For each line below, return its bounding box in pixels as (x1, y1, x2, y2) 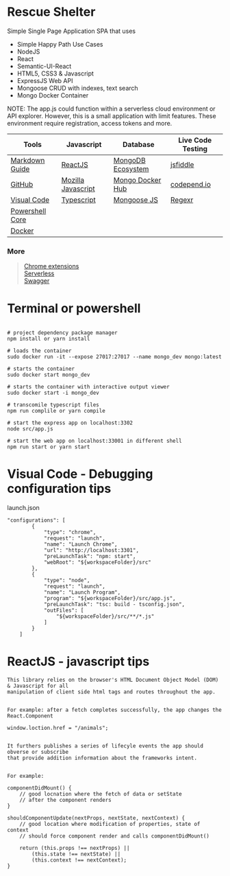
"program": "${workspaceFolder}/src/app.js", (43, 595, 176, 602)
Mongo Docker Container (16, 91, 89, 100)
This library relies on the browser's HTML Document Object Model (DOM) (7, 677, 219, 684)
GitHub (10, 179, 34, 189)
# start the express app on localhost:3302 (7, 419, 133, 426)
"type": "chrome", (43, 529, 97, 536)
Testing (182, 143, 207, 153)
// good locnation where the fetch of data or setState (19, 791, 183, 798)
